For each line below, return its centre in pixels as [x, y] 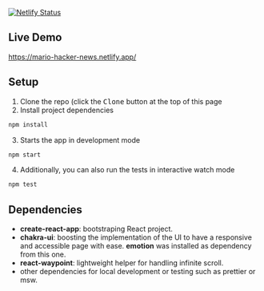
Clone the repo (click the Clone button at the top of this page [121, 101]
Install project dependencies [67, 110]
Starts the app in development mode [80, 139]
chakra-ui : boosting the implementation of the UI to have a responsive [136, 237]
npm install [28, 124]
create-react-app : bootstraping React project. [96, 229]
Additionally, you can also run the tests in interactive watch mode [127, 170]
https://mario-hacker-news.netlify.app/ [72, 57]
